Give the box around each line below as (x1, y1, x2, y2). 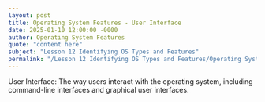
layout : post (8, 11, 51, 20)
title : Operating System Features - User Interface (8, 19, 181, 27)
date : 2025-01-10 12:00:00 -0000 (8, 26, 118, 34)
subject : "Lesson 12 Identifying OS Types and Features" (8, 48, 200, 56)
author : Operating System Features (8, 33, 125, 42)
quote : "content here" (8, 41, 83, 49)
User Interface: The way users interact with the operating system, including (8, 76, 254, 86)
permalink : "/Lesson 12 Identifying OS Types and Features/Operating (8, 56, 242, 64)
